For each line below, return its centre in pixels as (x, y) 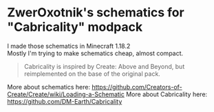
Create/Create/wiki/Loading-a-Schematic (66, 94)
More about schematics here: (49, 87)
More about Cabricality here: (167, 94)
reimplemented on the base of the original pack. (92, 74)
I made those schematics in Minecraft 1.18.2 (69, 46)
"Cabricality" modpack (75, 27)
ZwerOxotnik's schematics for (96, 13)
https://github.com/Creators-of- (137, 87)
